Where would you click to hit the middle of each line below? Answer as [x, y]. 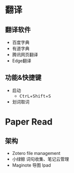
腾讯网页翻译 [25, 55]
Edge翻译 [22, 61]
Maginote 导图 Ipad [31, 165]
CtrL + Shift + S [35, 96]
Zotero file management [36, 153]
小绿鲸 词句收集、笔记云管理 [40, 159]
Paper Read [29, 122]
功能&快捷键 [23, 78]
